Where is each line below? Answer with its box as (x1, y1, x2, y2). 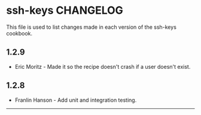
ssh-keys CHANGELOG (6, 4, 124, 17)
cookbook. (6, 29, 33, 37)
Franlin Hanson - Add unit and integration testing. (14, 96, 137, 104)
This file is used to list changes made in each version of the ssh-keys (6, 23, 176, 31)
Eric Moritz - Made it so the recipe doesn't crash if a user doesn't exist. (14, 63, 191, 70)
